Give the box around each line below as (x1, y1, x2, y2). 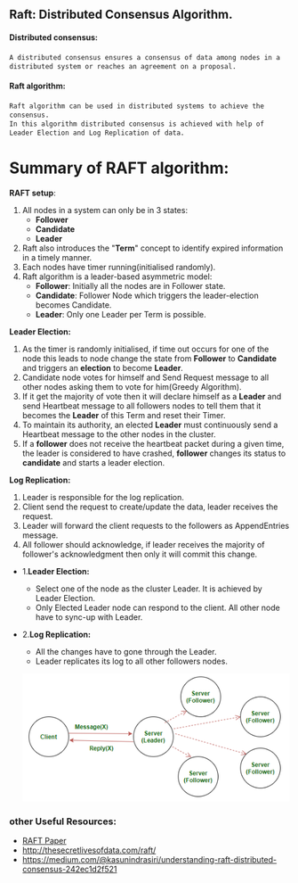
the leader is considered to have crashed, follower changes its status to (21, 448, 286, 458)
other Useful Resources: (9, 815, 117, 828)
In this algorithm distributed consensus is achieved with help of (9, 120, 265, 128)
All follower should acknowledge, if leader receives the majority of (21, 539, 265, 549)
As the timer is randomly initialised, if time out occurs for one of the (21, 343, 270, 354)
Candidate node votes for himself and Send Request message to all (21, 372, 270, 383)
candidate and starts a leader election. (21, 457, 165, 467)
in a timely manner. (21, 252, 93, 262)
